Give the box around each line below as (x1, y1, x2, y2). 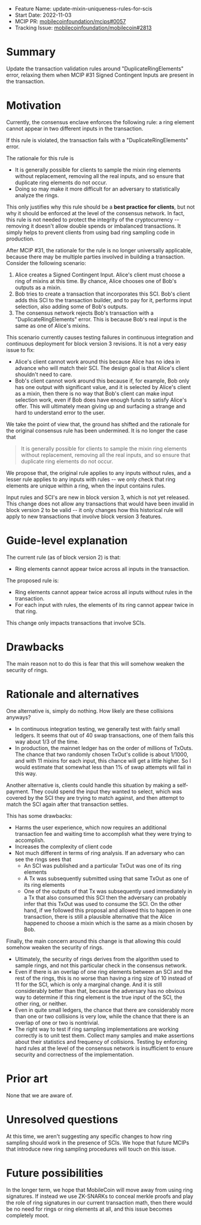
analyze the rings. (14, 191, 59, 198)
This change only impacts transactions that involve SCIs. (6, 619, 146, 626)
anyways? (6, 714, 31, 721)
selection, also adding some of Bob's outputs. (14, 303, 128, 310)
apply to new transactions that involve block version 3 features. (6, 513, 163, 520)
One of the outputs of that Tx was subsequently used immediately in (23, 887, 193, 895)
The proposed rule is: (6, 577, 59, 584)
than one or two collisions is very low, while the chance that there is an (14, 1013, 190, 1020)
